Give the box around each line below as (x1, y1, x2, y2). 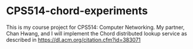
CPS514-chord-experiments (6, 4, 148, 18)
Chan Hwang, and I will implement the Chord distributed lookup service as (6, 30, 188, 37)
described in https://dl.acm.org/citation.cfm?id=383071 (6, 36, 141, 43)
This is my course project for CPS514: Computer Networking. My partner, (6, 24, 185, 31)
